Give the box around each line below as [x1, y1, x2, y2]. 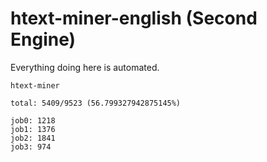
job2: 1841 [10, 133, 56, 143]
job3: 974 [10, 142, 52, 152]
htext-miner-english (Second [10, 7, 258, 30]
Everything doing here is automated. [10, 61, 160, 73]
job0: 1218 [10, 115, 56, 126]
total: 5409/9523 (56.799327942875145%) [10, 98, 182, 108]
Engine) [10, 28, 77, 51]
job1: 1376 [10, 124, 56, 134]
